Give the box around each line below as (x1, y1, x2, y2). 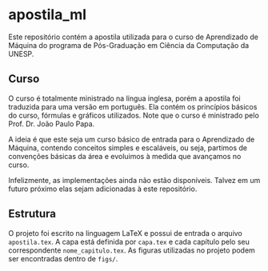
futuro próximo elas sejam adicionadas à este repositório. (8, 184, 198, 193)
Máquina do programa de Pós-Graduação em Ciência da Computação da (8, 40, 250, 50)
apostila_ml (8, 6, 86, 24)
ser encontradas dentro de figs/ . (8, 253, 118, 263)
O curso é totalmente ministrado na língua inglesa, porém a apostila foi (8, 94, 242, 103)
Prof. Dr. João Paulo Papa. (8, 118, 95, 129)
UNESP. (8, 49, 34, 58)
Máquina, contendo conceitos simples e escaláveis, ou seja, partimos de (8, 142, 248, 153)
